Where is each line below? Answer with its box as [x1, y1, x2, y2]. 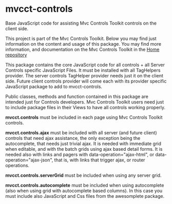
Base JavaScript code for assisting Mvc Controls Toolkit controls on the [5, 20, 157, 26]
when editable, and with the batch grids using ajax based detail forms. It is [5, 146, 163, 152]
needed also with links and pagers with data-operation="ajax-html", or [5, 151, 155, 157]
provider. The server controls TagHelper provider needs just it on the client [5, 72, 163, 78]
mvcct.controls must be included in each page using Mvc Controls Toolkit [5, 114, 163, 120]
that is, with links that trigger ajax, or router [54, 157, 145, 163]
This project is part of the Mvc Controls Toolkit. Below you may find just [5, 35, 157, 42]
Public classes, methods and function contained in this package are [5, 93, 149, 99]
